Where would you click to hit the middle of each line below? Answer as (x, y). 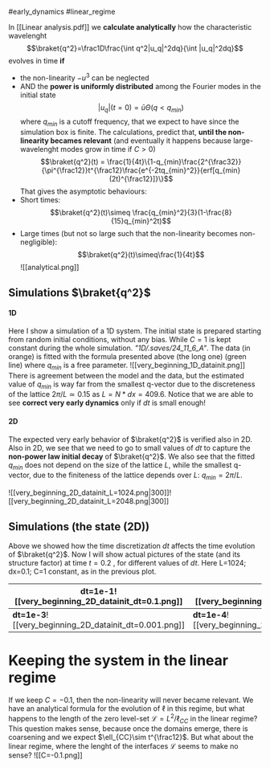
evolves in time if (37, 61)
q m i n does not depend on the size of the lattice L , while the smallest (120, 466)
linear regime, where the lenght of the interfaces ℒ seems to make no (123, 746)
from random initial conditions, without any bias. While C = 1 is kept (120, 339)
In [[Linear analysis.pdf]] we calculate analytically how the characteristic (130, 27)
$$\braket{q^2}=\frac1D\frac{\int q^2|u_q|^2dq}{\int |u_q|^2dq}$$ (135, 48)
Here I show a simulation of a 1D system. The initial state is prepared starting (135, 331)
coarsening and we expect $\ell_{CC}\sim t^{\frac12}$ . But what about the (131, 737)
